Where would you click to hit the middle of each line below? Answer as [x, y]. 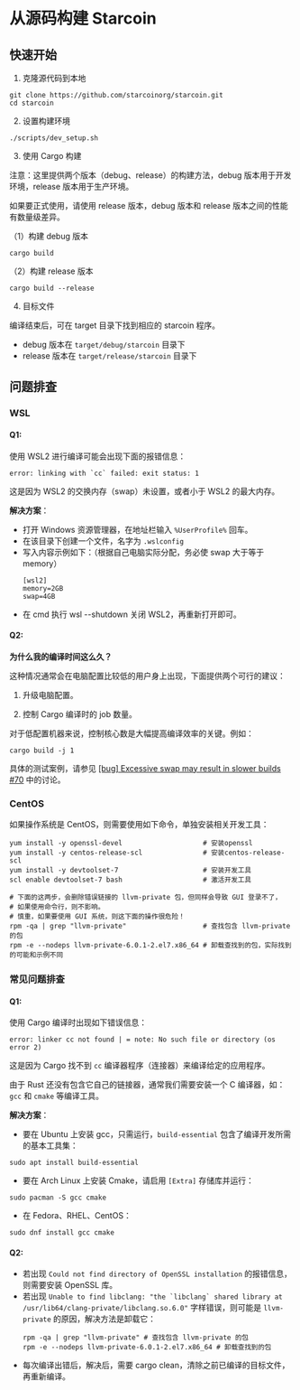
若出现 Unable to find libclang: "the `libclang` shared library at [152, 1296]
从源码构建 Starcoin [83, 19]
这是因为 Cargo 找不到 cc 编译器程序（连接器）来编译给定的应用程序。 [140, 1066]
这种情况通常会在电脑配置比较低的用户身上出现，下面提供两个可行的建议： [147, 676]
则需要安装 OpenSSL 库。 [70, 1285]
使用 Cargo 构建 [52, 156]
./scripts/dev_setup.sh [54, 138]
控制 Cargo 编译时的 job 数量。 [80, 714]
